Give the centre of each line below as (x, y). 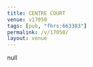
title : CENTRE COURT (37, 13)
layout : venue (27, 39)
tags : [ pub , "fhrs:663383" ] (47, 26)
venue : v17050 (27, 20)
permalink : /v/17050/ (38, 32)
